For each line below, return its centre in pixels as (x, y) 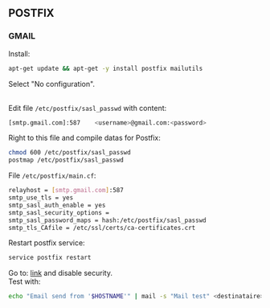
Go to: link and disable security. (60, 273)
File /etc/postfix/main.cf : (52, 175)
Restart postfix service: (47, 243)
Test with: (25, 281)
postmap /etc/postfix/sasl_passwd (66, 160)
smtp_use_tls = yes (41, 198)
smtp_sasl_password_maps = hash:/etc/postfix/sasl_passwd (107, 220)
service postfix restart (50, 258)
